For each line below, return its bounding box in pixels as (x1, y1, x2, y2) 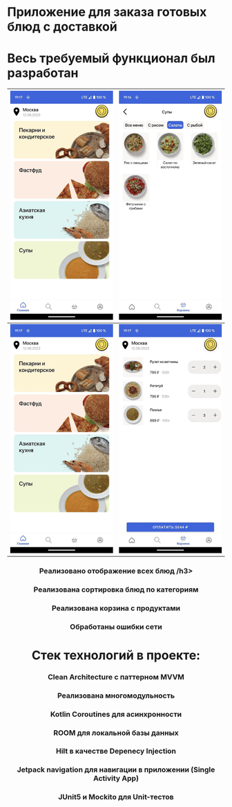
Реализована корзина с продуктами (51, 603, 181, 613)
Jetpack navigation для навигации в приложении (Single (17, 765, 215, 774)
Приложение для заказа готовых (7, 4, 207, 20)
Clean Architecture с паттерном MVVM (47, 672, 185, 682)
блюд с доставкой (7, 19, 117, 35)
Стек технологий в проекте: (31, 647, 201, 663)
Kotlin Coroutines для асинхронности (50, 709, 182, 719)
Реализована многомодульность (57, 691, 175, 700)
